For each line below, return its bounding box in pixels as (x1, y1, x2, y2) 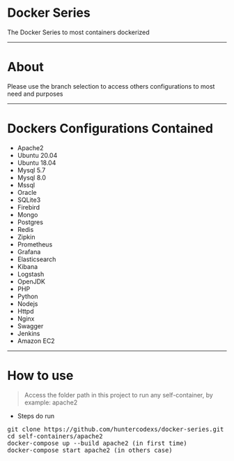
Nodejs (17, 299, 38, 308)
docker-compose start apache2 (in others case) (7, 446, 173, 454)
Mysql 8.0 (17, 173, 47, 182)
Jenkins (17, 329, 40, 337)
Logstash (17, 270, 45, 278)
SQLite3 (17, 196, 41, 204)
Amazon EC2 (17, 337, 55, 345)
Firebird (17, 203, 40, 211)
